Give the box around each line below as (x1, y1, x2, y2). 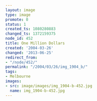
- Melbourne (5, 74, 31, 79)
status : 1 (5, 21, 27, 27)
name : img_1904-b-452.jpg (10, 88, 65, 93)
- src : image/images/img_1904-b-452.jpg (5, 83, 93, 88)
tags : (5, 69, 17, 74)
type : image (5, 12, 31, 17)
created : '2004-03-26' (5, 45, 54, 50)
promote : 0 (5, 17, 29, 22)
